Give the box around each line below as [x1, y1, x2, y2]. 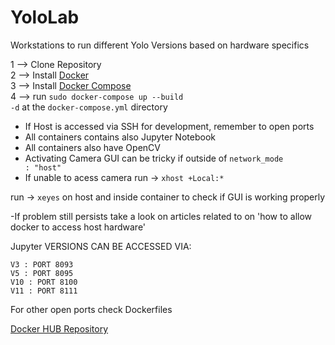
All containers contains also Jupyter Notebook [24, 131, 216, 143]
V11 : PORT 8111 [10, 286, 78, 296]
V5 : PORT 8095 [10, 268, 74, 278]
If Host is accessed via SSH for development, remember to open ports [24, 120, 315, 132]
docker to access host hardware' [10, 221, 147, 233]
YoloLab [10, 6, 80, 29]
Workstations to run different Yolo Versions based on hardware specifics [10, 39, 310, 51]
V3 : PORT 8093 [10, 259, 74, 270]
